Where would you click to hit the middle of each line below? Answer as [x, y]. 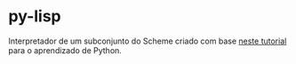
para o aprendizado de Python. [65, 50]
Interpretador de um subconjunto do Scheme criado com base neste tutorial [148, 41]
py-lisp [35, 16]
